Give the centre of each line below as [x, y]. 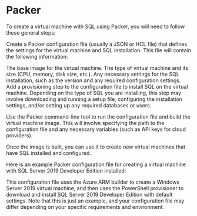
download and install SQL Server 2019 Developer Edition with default [89, 194]
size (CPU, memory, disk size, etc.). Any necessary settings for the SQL [93, 74]
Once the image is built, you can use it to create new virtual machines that [96, 147]
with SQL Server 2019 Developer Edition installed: [66, 170]
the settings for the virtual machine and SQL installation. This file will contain [99, 50]
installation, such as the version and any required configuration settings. [94, 80]
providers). [19, 135]
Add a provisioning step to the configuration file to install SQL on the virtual [97, 86]
